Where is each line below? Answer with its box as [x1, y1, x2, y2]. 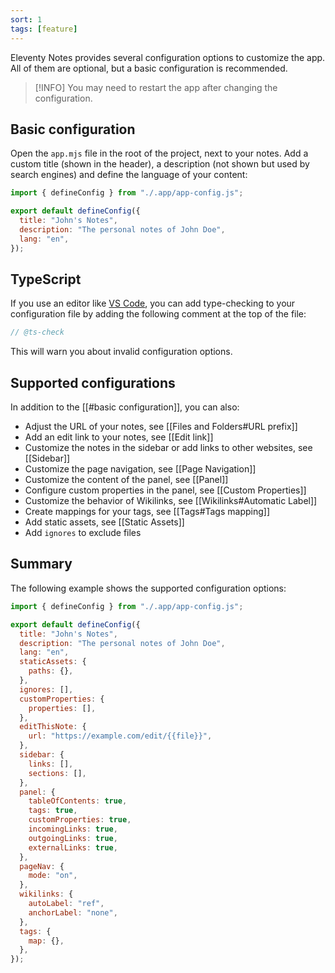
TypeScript [10, 271, 82, 288]
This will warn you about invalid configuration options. [10, 346, 233, 358]
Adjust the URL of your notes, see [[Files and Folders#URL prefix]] [24, 421, 298, 433]
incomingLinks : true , [28, 824, 118, 834]
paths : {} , [28, 666, 74, 676]
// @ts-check [10, 327, 65, 338]
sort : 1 [10, 14, 43, 25]
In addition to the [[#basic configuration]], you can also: [10, 401, 240, 413]
